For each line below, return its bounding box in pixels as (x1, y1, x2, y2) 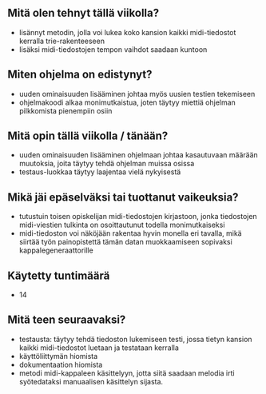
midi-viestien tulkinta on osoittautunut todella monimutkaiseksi (18, 220, 225, 230)
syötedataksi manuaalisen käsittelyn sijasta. (18, 376, 164, 386)
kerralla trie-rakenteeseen (18, 36, 105, 46)
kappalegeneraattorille (18, 245, 93, 255)
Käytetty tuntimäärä (7, 269, 110, 282)
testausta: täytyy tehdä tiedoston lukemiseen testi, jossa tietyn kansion (18, 334, 252, 344)
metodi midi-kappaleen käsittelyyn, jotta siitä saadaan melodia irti (18, 368, 235, 378)
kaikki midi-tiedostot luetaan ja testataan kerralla (18, 343, 179, 352)
